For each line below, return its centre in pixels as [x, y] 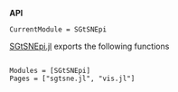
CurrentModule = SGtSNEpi [58, 30]
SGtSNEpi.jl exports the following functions [89, 46]
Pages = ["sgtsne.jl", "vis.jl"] [72, 78]
